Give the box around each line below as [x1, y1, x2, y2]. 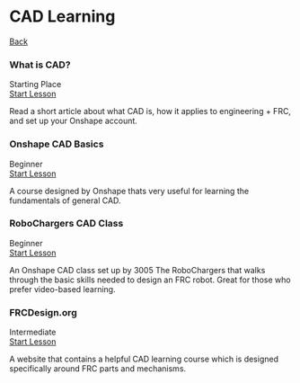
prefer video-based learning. [9, 283, 116, 294]
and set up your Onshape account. [9, 115, 137, 127]
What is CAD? [9, 58, 71, 71]
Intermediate [9, 326, 57, 338]
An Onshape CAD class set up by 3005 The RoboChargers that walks [9, 264, 266, 275]
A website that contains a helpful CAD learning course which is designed [9, 353, 278, 365]
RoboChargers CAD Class [9, 218, 124, 230]
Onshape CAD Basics [9, 138, 104, 150]
